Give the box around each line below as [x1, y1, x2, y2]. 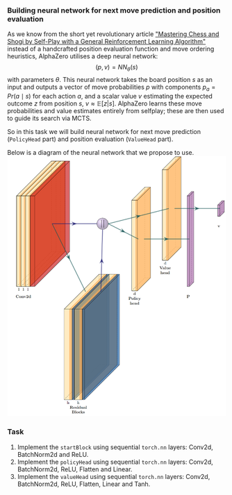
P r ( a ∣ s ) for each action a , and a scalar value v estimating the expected [7, 92, 213, 100]
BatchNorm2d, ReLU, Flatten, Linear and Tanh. [17, 480, 151, 488]
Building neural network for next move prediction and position [7, 6, 221, 15]
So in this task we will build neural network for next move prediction [7, 127, 201, 135]
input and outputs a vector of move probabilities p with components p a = [7, 83, 216, 92]
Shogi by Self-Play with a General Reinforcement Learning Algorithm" [7, 37, 206, 46]
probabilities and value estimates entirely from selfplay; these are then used [7, 106, 224, 115]
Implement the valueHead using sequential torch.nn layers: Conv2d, [17, 472, 210, 480]
